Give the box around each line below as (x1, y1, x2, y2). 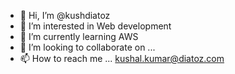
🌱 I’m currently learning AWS (19, 31, 139, 42)
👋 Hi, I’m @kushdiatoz (19, 10, 111, 21)
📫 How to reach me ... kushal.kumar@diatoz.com (19, 53, 225, 64)
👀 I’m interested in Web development (19, 20, 172, 32)
